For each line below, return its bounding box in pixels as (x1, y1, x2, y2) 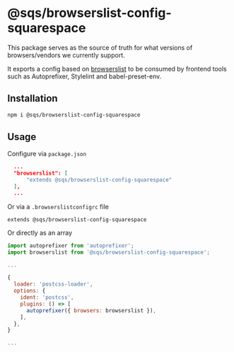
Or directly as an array (7, 228, 73, 237)
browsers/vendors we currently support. (7, 51, 125, 59)
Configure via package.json (7, 150, 87, 158)
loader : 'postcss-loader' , (13, 281, 93, 288)
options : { (13, 288, 46, 295)
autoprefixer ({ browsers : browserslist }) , (25, 307, 157, 314)
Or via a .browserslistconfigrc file (7, 202, 110, 211)
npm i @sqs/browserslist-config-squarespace (7, 111, 141, 118)
